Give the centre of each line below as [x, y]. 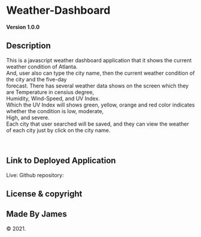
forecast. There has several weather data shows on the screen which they [98, 86]
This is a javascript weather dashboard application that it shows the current [99, 60]
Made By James [36, 214]
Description [28, 46]
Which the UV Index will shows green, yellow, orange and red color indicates [100, 105]
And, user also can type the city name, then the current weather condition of [100, 73]
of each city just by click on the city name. [58, 130]
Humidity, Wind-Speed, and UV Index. [53, 98]
